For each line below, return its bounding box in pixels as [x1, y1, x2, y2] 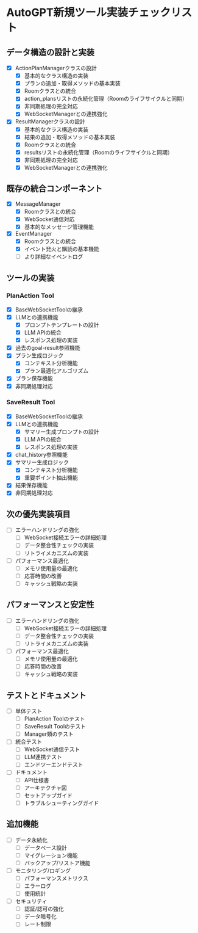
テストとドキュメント [6, 690, 87, 700]
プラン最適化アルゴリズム [24, 367, 89, 374]
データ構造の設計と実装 [6, 47, 94, 57]
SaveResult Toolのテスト [24, 723, 87, 730]
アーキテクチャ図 [24, 784, 67, 791]
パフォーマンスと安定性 [6, 600, 94, 610]
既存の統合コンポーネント [6, 184, 102, 194]
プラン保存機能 [15, 375, 53, 382]
